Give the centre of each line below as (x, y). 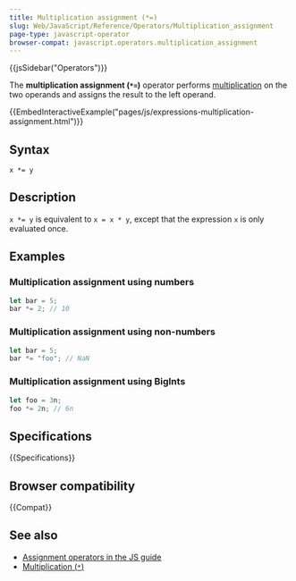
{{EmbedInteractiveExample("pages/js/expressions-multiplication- (132, 112)
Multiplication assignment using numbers (102, 282)
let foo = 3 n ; (36, 400)
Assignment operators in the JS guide (92, 557)
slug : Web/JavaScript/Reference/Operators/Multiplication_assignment (142, 26)
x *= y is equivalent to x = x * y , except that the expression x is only (137, 219)
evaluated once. (39, 228)
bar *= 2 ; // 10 (39, 309)
